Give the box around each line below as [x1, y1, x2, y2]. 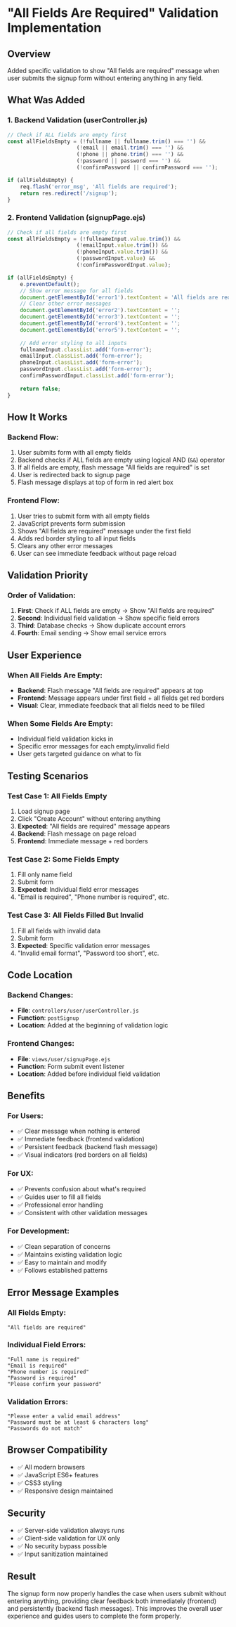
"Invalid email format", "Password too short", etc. [17, 949, 159, 957]
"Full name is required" [7, 1356, 80, 1363]
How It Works [7, 411, 68, 423]
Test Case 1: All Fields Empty [7, 791, 107, 800]
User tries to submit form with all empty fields [17, 512, 150, 520]
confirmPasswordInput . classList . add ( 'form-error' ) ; [20, 372, 174, 380]
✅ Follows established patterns [17, 1266, 108, 1274]
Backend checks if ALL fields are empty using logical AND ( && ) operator [17, 455, 225, 465]
